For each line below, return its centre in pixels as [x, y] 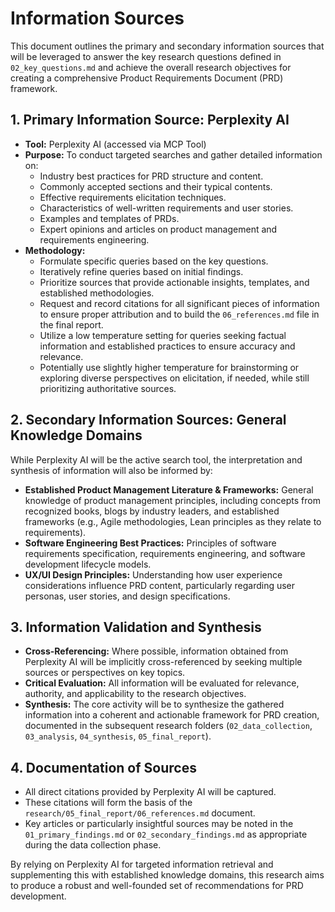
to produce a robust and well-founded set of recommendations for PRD [157, 886]
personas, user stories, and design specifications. [127, 596]
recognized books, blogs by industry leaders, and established [152, 511]
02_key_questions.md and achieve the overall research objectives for [151, 67]
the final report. [71, 324]
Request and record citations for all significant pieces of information [179, 303]
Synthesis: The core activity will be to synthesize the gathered [154, 704]
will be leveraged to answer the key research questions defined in [146, 56]
